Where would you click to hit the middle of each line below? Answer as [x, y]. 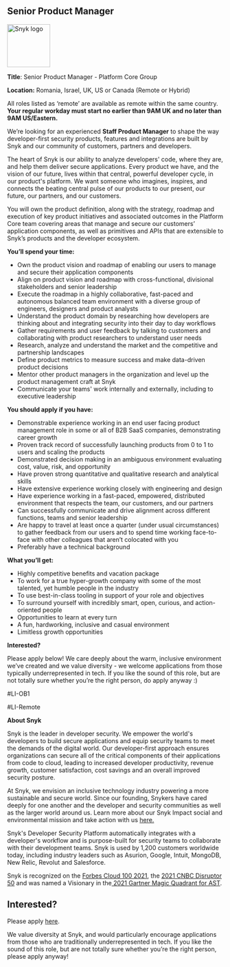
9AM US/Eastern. [33, 118]
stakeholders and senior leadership [67, 286]
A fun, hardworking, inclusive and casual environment [93, 624]
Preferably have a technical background [73, 547]
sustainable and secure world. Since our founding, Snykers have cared [107, 798]
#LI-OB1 [19, 694]
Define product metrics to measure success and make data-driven [111, 359]
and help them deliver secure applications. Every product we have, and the [113, 166]
